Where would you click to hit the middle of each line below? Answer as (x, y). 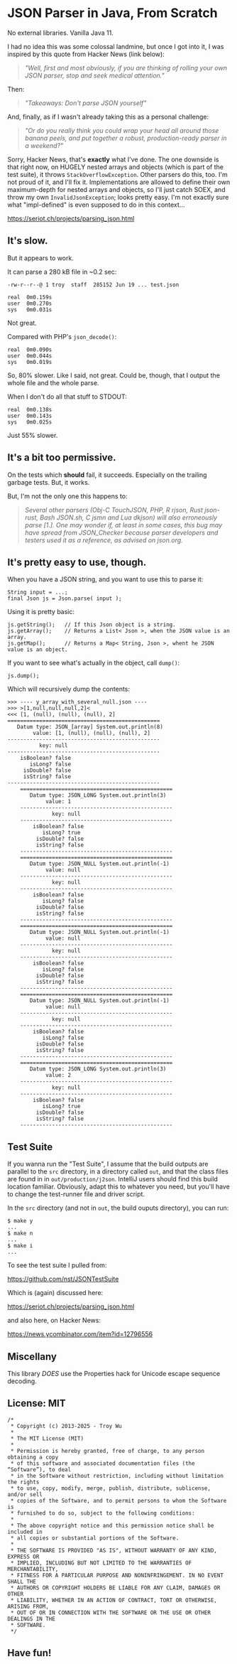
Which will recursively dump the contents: (68, 689)
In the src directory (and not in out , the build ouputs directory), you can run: (118, 1208)
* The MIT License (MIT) (47, 1438)
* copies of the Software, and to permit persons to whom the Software (118, 1501)
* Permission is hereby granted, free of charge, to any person (107, 1451)
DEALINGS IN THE (31, 1619)
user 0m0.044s (30, 356)
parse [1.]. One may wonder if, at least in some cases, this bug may (123, 525)
